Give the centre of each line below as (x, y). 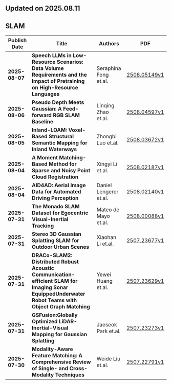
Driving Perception (55, 198)
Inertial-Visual (50, 328)
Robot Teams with (54, 300)
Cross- (79, 369)
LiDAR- (68, 322)
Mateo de (108, 210)
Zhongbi (106, 137)
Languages (46, 94)
